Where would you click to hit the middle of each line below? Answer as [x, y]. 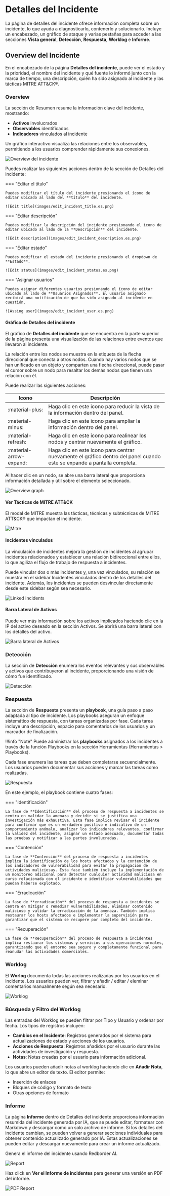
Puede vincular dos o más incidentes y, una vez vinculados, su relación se [83, 572]
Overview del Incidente [42, 55]
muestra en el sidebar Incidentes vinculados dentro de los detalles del [78, 577]
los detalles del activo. [29, 631]
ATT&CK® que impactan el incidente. [44, 519]
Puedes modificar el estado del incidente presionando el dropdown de [81, 257]
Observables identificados [40, 129]
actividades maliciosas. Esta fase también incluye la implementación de [85, 870]
